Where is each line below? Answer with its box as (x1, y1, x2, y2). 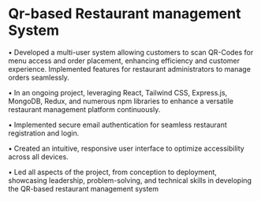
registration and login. (8, 128, 80, 138)
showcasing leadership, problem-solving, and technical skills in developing (8, 175, 252, 185)
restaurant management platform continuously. (8, 104, 161, 114)
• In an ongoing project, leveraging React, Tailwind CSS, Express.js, (8, 87, 228, 97)
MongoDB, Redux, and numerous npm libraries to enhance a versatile (8, 96, 234, 106)
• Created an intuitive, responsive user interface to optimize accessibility (8, 143, 244, 153)
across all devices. (8, 151, 69, 162)
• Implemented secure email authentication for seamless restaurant (8, 120, 227, 129)
